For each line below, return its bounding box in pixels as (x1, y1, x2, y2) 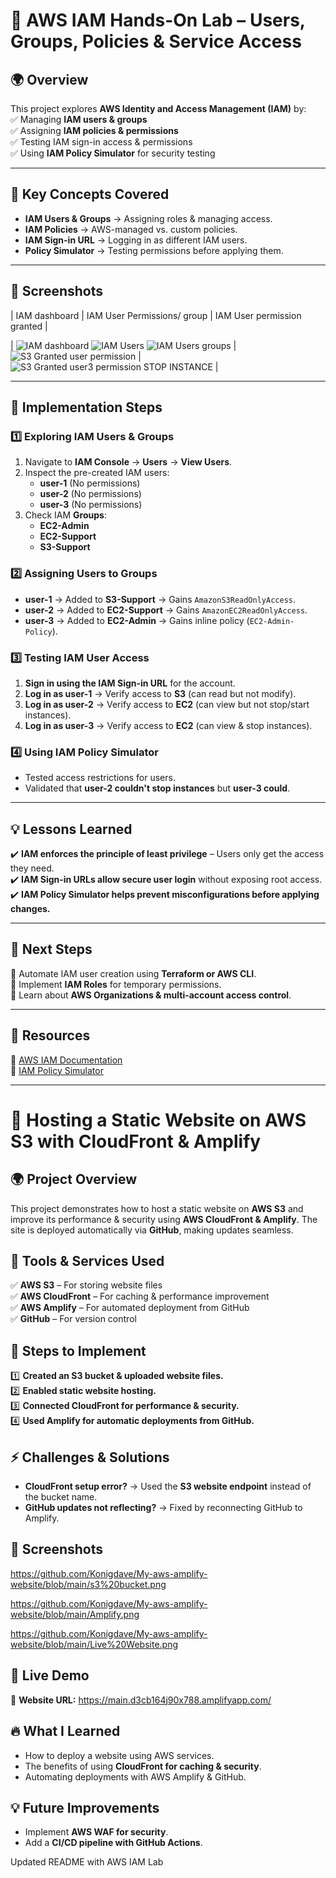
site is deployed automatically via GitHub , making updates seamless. (10, 1224, 294, 1236)
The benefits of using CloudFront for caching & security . (24, 1760, 262, 1772)
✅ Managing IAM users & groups (10, 114, 148, 125)
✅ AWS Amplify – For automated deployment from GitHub (10, 1302, 250, 1314)
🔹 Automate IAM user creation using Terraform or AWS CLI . (10, 967, 257, 979)
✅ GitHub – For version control (10, 1313, 137, 1325)
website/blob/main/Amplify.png (10, 1608, 140, 1620)
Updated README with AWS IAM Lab (10, 1856, 164, 1868)
